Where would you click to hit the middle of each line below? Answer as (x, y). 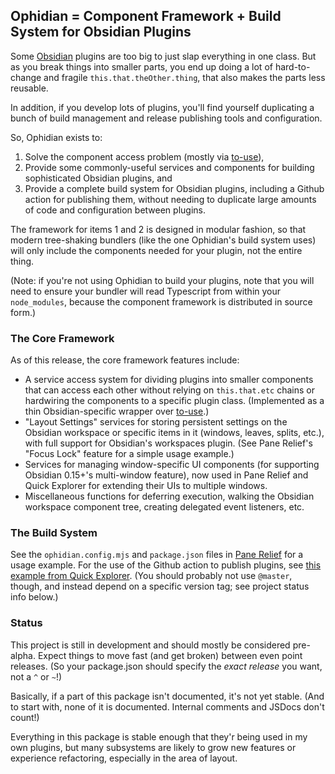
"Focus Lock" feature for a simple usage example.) (129, 454)
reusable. (29, 88)
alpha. (23, 655)
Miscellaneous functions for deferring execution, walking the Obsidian (169, 496)
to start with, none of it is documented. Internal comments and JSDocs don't (167, 706)
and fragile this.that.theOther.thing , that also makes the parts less (184, 77)
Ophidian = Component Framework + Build (146, 16)
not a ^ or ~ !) (36, 676)
